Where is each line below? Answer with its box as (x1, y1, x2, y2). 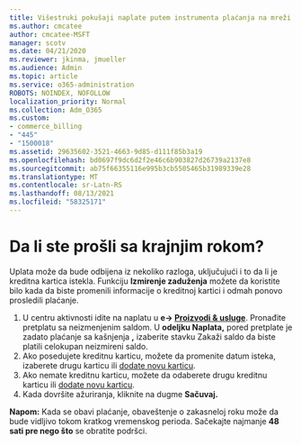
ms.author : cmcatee (9, 22, 83, 31)
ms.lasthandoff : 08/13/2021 (9, 189, 115, 198)
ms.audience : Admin (9, 64, 83, 73)
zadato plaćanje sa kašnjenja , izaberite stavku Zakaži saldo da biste (22, 331, 276, 342)
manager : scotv (9, 38, 66, 48)
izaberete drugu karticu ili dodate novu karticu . (22, 359, 196, 370)
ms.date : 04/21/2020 (9, 47, 87, 56)
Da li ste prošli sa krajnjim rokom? (9, 236, 265, 257)
